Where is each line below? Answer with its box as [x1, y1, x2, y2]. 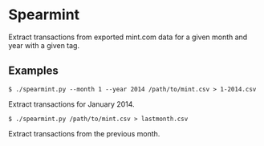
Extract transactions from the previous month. [8, 128, 160, 138]
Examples [8, 64, 59, 78]
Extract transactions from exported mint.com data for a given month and [8, 32, 248, 42]
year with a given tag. [8, 40, 80, 50]
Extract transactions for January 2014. [8, 99, 135, 109]
